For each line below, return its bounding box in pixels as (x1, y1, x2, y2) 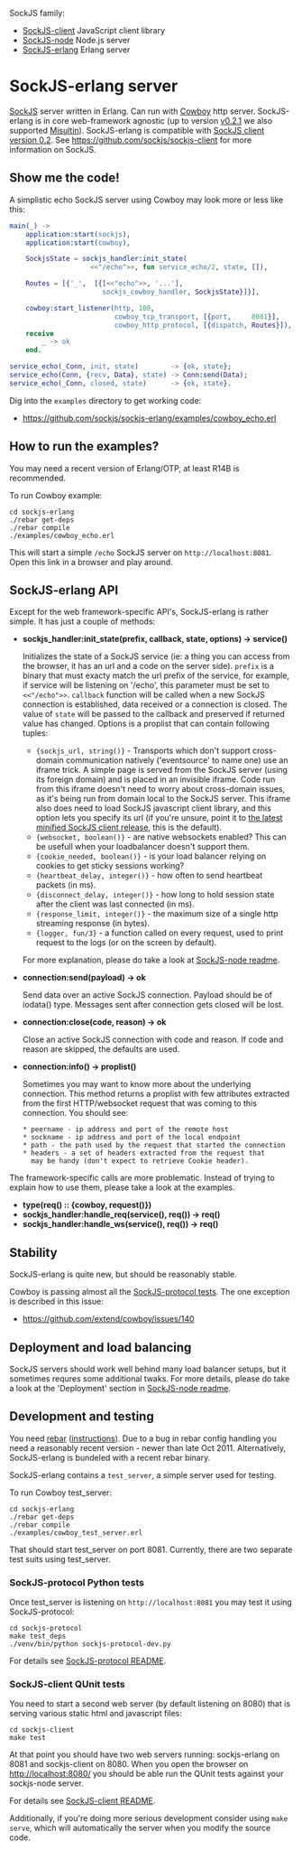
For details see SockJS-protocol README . (9, 1656, 167, 1667)
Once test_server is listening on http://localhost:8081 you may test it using (9, 1597, 293, 1608)
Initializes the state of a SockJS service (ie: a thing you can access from (22, 651, 290, 662)
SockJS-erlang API (9, 582, 119, 598)
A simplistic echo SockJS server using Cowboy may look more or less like (9, 194, 284, 205)
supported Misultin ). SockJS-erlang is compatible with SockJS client (9, 125, 264, 135)
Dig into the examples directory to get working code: (9, 395, 202, 405)
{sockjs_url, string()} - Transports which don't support (35, 745, 251, 757)
